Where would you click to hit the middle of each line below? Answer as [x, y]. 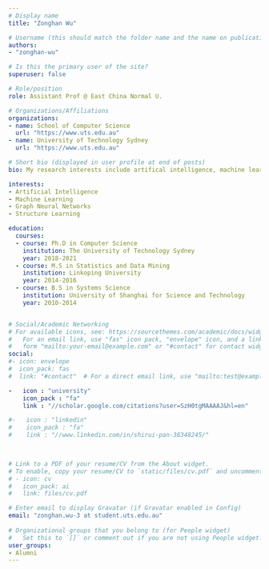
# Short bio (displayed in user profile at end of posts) [107, 162]
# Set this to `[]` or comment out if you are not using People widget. [136, 538]
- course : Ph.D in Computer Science [76, 243]
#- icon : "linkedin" [48, 420]
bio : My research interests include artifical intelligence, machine [127, 170]
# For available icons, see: [57, 332]
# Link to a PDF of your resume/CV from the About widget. [109, 464]
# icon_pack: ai [39, 486]
